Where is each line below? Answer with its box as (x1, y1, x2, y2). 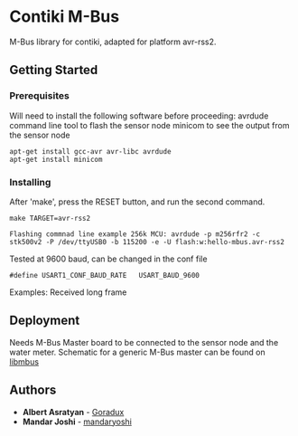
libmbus (9, 355, 39, 367)
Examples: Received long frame (9, 287, 127, 298)
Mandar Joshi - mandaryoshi (22, 416, 133, 427)
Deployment (9, 313, 80, 328)
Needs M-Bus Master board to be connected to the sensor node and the (9, 336, 279, 347)
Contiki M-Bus (9, 6, 120, 27)
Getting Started (9, 62, 98, 78)
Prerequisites (9, 90, 70, 102)
